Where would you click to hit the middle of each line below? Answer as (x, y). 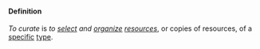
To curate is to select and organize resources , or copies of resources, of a (130, 28)
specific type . (31, 37)
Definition (25, 11)
